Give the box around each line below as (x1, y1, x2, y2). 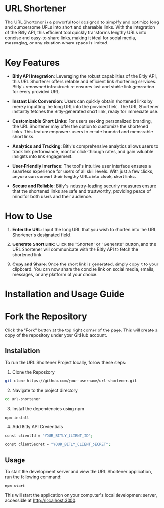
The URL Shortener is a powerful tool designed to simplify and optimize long (5, 19, 159, 25)
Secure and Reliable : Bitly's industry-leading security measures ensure (12, 183, 157, 189)
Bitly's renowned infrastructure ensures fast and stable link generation (12, 84, 154, 89)
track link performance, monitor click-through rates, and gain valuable (12, 148, 154, 154)
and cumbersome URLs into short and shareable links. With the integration (5, 24, 155, 30)
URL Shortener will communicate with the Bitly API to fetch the (12, 246, 139, 252)
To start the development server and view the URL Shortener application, (5, 468, 153, 474)
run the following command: (5, 474, 62, 480)
